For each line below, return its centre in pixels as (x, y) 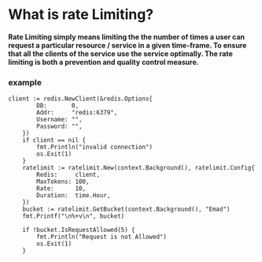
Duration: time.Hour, (74, 196)
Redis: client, (68, 175)
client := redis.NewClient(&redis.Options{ (81, 99)
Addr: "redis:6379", (77, 113)
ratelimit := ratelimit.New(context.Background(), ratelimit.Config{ (139, 168)
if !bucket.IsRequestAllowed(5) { (79, 230)
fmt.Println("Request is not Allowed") (102, 237)
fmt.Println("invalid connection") (95, 148)
